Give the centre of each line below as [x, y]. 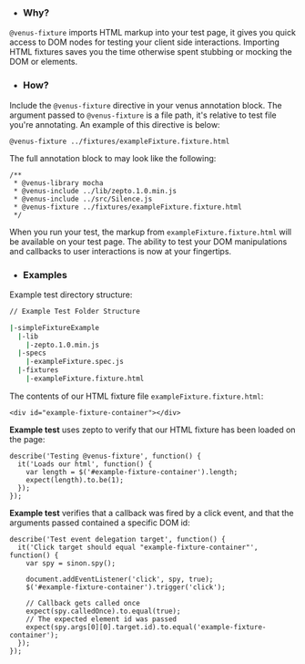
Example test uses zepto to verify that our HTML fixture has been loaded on [152, 430]
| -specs [32, 353]
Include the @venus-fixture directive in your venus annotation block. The [146, 105]
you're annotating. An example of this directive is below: [115, 124]
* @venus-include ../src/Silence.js [83, 199]
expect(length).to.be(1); [75, 480]
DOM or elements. [44, 62]
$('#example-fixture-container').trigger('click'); [126, 587]
